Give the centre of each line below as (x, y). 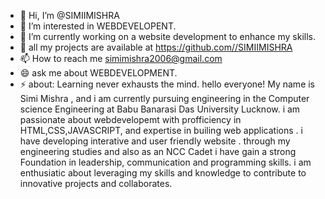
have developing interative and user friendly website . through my (155, 141)
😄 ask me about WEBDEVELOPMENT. (98, 73)
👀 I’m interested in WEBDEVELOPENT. (98, 26)
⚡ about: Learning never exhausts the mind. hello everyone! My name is (167, 84)
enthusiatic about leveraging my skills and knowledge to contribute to (163, 173)
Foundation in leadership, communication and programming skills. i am (165, 162)
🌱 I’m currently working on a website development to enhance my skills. (167, 36)
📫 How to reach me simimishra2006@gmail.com (121, 58)
